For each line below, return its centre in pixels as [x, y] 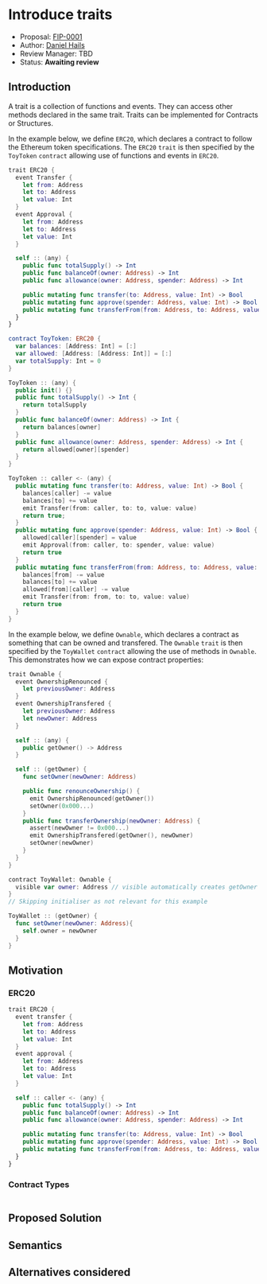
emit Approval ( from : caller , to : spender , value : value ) [119, 545]
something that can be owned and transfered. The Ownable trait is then [126, 643]
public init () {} [44, 390]
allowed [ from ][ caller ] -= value [76, 589]
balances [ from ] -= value [64, 574]
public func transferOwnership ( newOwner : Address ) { [112, 821]
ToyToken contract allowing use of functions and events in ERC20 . [114, 155]
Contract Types [39, 1185]
